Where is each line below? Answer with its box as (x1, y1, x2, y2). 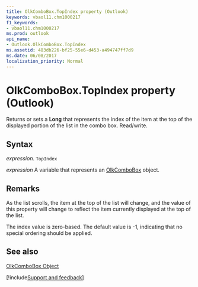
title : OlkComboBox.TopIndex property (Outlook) (6, 8, 129, 15)
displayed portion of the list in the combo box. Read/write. (6, 122, 148, 129)
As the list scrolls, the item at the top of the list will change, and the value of (6, 199, 191, 207)
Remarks (6, 183, 40, 194)
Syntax (6, 139, 33, 149)
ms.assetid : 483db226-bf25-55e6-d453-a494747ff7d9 (6, 47, 134, 53)
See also (6, 247, 39, 257)
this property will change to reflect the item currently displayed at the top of (6, 205, 191, 213)
